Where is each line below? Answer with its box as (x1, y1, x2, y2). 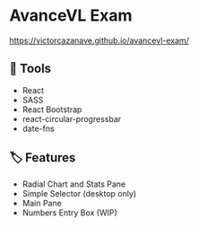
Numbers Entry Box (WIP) (22, 207, 118, 218)
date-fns (22, 123, 56, 134)
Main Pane (22, 197, 63, 208)
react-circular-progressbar (22, 113, 122, 124)
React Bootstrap (22, 104, 82, 115)
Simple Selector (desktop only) (22, 188, 137, 198)
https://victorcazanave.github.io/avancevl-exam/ (9, 35, 190, 46)
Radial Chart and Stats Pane (22, 179, 126, 189)
